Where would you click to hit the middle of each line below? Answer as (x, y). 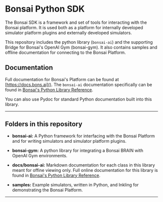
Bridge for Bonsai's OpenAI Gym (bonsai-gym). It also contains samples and (81, 47)
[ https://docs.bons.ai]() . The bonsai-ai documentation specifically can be (79, 84)
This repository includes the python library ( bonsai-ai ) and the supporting (79, 42)
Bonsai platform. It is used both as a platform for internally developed (74, 27)
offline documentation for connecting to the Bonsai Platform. (65, 52)
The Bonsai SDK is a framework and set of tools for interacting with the (76, 22)
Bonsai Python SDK (45, 9)
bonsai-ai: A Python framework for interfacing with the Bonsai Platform (83, 136)
